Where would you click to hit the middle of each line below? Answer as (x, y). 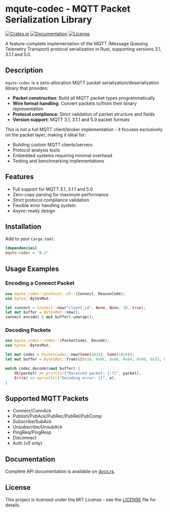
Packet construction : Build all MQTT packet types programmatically (84, 98)
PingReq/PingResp (32, 432)
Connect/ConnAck (32, 411)
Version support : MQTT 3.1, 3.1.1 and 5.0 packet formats (71, 119)
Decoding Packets (28, 330)
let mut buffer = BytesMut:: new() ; (43, 312)
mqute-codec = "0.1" (27, 253)
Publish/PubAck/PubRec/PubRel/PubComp (57, 416)
